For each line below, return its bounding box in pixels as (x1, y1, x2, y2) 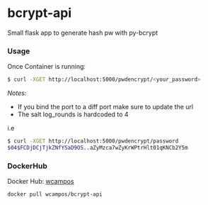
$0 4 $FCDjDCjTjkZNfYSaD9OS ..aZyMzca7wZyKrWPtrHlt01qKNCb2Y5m (7, 144, 189, 151)
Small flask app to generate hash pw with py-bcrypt (7, 28, 158, 37)
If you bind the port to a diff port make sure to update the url (17, 103, 193, 111)
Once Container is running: (7, 62, 86, 71)
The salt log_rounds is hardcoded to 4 (17, 110, 129, 118)
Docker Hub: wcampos (7, 177, 74, 186)
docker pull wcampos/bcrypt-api (7, 191, 103, 198)
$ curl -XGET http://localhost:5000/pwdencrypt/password (7, 138, 179, 145)
